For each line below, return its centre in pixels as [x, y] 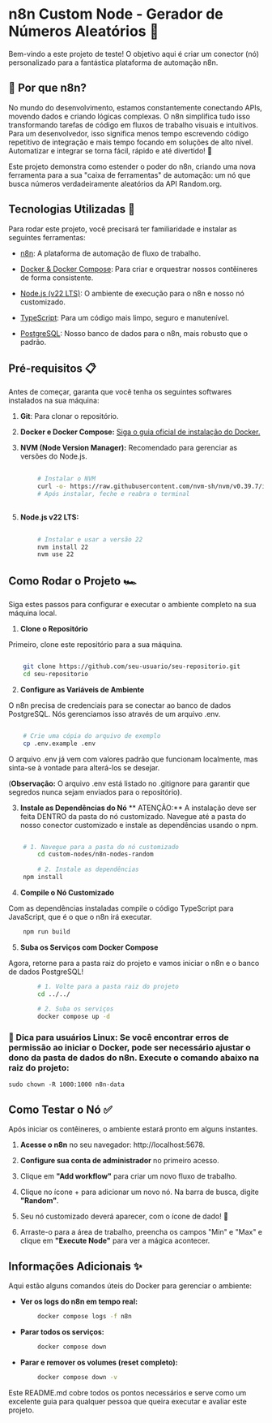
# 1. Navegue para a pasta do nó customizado [101, 847]
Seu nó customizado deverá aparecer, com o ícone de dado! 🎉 [124, 1216]
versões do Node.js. [53, 456]
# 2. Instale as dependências [88, 869]
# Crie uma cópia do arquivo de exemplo [92, 735]
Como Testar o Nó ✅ [61, 1109]
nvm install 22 [63, 547]
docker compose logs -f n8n [85, 1317]
